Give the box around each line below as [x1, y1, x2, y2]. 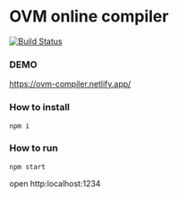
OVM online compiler [9, 6, 169, 27]
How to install [9, 101, 70, 114]
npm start [9, 162, 47, 171]
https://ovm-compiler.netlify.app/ [9, 79, 131, 90]
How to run [9, 142, 58, 154]
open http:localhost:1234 [9, 177, 101, 189]
